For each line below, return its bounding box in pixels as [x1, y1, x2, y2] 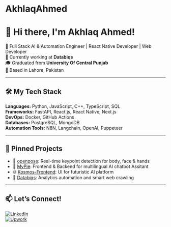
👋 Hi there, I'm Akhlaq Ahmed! [5, 26, 135, 38]
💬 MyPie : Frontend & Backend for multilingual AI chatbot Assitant [12, 163, 149, 169]
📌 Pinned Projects [5, 145, 63, 153]
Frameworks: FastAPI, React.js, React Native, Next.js [5, 108, 117, 115]
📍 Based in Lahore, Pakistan [5, 67, 64, 73]
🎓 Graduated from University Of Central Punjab [5, 60, 108, 66]
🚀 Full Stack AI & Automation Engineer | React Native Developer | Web [5, 43, 152, 49]
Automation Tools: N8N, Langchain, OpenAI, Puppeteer [5, 125, 123, 131]
